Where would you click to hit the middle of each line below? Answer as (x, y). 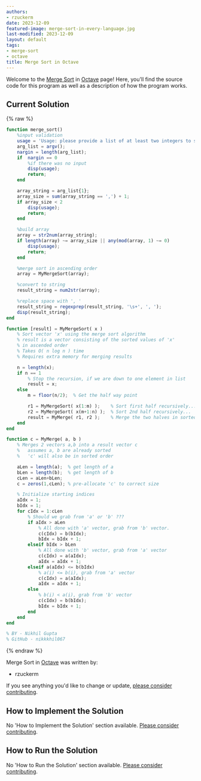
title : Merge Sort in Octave (42, 62)
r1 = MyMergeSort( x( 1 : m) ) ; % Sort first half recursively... (112, 406)
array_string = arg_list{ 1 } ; (53, 191)
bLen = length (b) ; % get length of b (65, 472)
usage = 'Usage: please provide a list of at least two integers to (104, 141)
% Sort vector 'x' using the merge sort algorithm (81, 334)
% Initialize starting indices (56, 495)
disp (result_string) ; (44, 312)
